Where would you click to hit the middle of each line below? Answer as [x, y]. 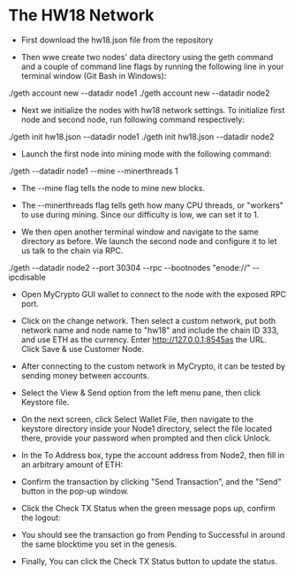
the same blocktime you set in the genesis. [99, 544]
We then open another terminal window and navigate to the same [140, 232]
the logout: [41, 517]
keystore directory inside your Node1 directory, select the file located [147, 428]
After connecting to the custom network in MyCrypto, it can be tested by [153, 366]
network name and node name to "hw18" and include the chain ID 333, [150, 330]
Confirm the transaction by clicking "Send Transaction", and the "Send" [151, 481]
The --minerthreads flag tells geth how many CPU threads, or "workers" [152, 205]
